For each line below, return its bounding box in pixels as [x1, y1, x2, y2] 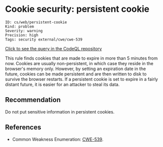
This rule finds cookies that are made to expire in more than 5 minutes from [5, 55, 158, 61]
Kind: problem [5, 24, 34, 29]
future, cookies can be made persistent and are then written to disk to [5, 71, 147, 77]
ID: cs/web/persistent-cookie [5, 20, 67, 25]
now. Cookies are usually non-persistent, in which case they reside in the [5, 60, 154, 66]
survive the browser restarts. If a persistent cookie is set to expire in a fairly [5, 76, 159, 82]
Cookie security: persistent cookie [5, 3, 150, 15]
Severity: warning [5, 28, 43, 33]
